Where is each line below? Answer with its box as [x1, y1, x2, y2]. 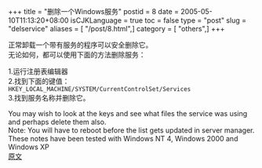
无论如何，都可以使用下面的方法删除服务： [8, 50, 146, 59]
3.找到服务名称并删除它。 [8, 93, 90, 102]
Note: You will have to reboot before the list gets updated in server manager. [8, 126, 255, 135]
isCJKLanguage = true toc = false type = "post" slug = [70, 16, 247, 25]
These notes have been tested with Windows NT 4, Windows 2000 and [8, 134, 238, 143]
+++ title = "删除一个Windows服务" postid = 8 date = [8, 7, 179, 16]
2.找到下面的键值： [8, 77, 70, 86]
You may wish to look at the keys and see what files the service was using [8, 109, 248, 118]
